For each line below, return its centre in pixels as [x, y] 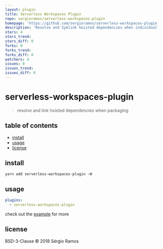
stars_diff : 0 [19, 41]
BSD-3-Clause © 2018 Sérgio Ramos [42, 241]
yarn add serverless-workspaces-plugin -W [49, 174]
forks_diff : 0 [19, 55]
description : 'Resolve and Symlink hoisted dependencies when [69, 28]
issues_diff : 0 [20, 73]
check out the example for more [37, 214]
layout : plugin [20, 9]
